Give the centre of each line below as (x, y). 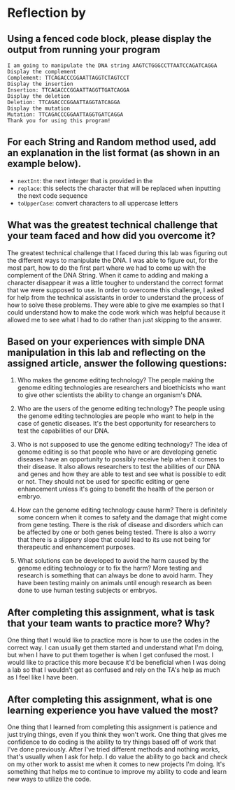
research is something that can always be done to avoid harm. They (115, 575)
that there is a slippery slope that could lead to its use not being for (114, 540)
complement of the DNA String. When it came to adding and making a (108, 275)
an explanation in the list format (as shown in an (114, 153)
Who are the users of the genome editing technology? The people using (121, 409)
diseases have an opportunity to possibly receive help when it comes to (121, 459)
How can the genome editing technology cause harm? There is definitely (122, 510)
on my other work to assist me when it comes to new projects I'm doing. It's (116, 764)
